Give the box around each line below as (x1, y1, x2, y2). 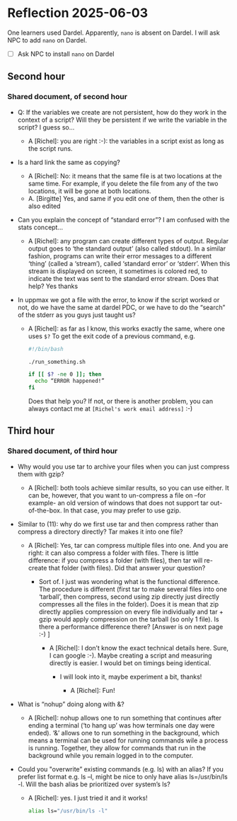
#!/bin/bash (28, 345, 64, 352)
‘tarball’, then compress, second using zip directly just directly (38, 592, 219, 601)
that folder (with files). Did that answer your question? (48, 563, 206, 572)
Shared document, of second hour (7, 92, 127, 102)
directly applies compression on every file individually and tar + (38, 607, 224, 616)
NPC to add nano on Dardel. (7, 35, 87, 44)
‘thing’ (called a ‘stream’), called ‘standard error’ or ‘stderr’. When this (28, 259, 231, 268)
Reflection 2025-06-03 (7, 5, 149, 21)
